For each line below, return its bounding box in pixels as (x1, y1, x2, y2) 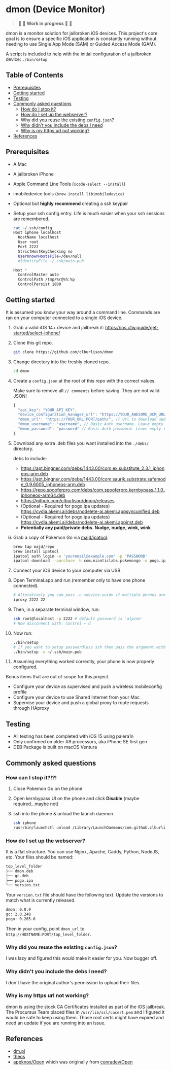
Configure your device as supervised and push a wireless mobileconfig (13, 683, 162, 689)
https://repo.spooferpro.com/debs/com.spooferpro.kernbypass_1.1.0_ (20, 487, 165, 493)
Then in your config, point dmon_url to (6, 925, 85, 931)
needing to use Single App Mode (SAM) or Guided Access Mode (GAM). (6, 41, 157, 47)
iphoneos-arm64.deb (20, 492, 65, 498)
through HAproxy (13, 705, 50, 711)
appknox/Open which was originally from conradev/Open (13, 1059, 133, 1065)
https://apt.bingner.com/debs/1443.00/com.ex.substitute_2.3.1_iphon (20, 465, 165, 471)
